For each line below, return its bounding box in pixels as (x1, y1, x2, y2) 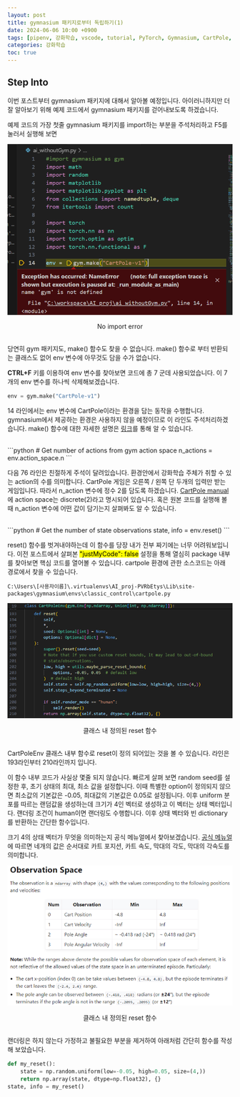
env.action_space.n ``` (7, 453, 73, 462)
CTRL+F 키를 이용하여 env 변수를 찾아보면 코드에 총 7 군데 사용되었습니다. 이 (7, 368, 223, 377)
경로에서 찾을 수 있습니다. (7, 567, 79, 576)
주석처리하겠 (193, 415, 229, 424)
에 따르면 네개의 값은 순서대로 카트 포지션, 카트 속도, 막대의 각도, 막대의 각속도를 (7, 841, 230, 850)
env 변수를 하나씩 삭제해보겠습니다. (20, 378, 119, 385)
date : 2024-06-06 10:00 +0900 (7, 26, 98, 34)
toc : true (7, 49, 37, 56)
